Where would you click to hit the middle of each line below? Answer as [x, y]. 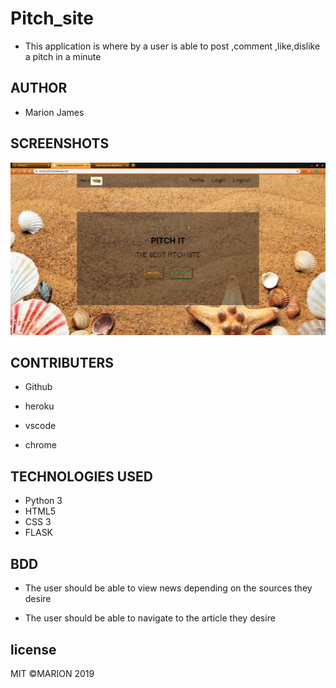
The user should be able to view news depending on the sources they [168, 588]
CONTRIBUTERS [62, 363]
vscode [40, 426]
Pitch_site [52, 18]
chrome [40, 445]
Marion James [54, 112]
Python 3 [43, 501]
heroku [39, 406]
